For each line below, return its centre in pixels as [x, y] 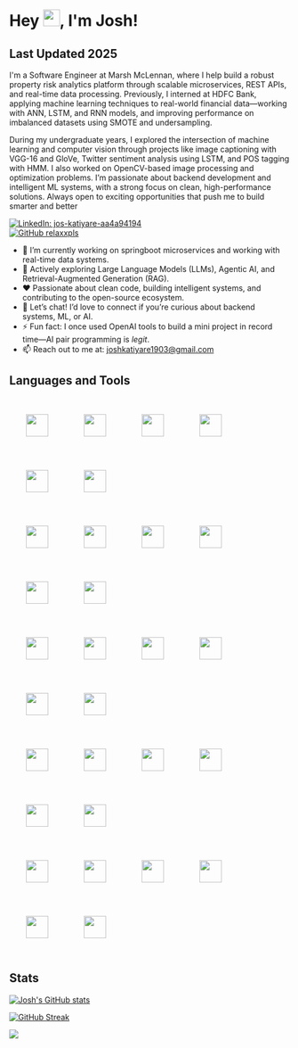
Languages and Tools [70, 380]
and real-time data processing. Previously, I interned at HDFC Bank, [133, 94]
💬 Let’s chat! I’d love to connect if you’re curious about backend [138, 307]
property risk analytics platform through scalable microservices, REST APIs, [148, 84]
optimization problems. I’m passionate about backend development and [140, 177]
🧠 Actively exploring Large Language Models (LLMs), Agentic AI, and [149, 269]
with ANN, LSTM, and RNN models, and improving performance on [132, 113]
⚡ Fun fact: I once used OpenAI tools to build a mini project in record [147, 326]
